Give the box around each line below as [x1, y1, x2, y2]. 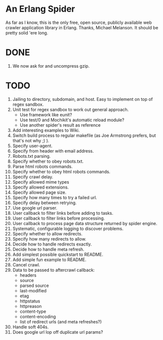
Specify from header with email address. [12, 148, 94, 154]
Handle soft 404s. [12, 324, 49, 330]
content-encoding [19, 313, 56, 320]
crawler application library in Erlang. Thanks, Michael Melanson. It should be [5, 24, 159, 30]
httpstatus [19, 298, 40, 304]
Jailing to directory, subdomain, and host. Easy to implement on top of [12, 96, 153, 102]
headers [19, 272, 37, 278]
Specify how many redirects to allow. [12, 236, 86, 242]
